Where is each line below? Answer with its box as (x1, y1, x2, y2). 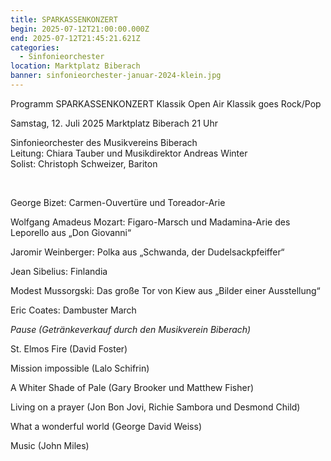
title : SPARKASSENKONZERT (10, 14, 118, 25)
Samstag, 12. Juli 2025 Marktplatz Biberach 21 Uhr (10, 117, 219, 129)
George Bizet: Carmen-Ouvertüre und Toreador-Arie (10, 196, 226, 208)
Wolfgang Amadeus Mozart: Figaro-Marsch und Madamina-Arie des (10, 216, 291, 228)
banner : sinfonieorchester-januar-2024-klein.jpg (10, 71, 222, 81)
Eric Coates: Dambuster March (10, 304, 137, 316)
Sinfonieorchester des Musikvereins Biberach (10, 136, 198, 148)
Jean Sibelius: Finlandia (10, 265, 108, 277)
